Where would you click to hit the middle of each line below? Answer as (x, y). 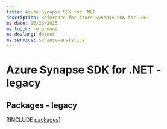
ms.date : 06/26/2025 (32, 23)
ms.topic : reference (32, 29)
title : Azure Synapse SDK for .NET (51, 12)
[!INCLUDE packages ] (33, 120)
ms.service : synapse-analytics (46, 40)
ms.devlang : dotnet (31, 35)
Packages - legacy (42, 105)
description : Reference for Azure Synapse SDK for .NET (78, 18)
